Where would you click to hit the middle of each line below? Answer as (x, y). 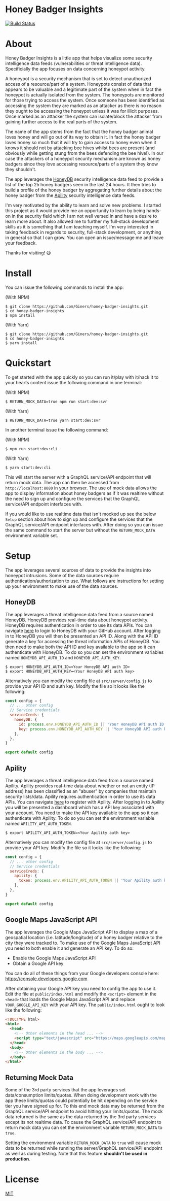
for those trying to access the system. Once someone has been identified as (85, 100)
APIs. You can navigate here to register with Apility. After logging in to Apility (85, 802)
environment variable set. (32, 535)
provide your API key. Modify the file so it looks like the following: (73, 847)
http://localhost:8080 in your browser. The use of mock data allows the (81, 488)
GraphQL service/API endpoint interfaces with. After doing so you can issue (84, 524)
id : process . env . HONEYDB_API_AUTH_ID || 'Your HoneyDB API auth (88, 724)
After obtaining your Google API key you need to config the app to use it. (81, 988)
